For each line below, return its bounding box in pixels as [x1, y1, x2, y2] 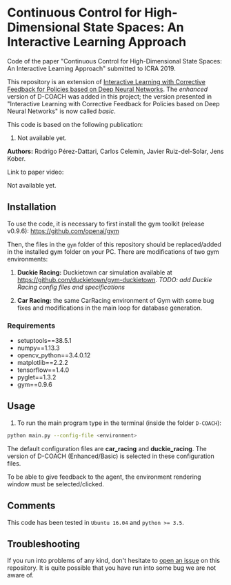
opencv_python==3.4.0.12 [17, 351, 91, 359]
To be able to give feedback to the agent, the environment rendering [7, 473, 201, 481]
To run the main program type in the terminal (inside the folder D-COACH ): [17, 419, 222, 427]
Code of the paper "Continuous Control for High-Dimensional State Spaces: [7, 57, 222, 65]
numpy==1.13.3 [17, 344, 60, 353]
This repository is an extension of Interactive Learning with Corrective [7, 77, 205, 86]
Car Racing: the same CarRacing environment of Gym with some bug [17, 296, 214, 304]
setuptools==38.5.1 [17, 337, 72, 345]
